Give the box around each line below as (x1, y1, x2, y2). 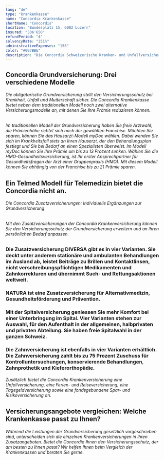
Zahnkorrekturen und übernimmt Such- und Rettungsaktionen (5, 270, 156, 277)
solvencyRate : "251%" (5, 39, 50, 44)
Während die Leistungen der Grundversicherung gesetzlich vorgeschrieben (5, 428, 157, 434)
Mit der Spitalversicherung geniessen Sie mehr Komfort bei (5, 309, 149, 316)
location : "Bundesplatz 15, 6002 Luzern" (5, 25, 91, 30)
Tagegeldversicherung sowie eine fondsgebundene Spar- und (5, 387, 130, 393)
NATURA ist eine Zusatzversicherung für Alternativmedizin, (5, 290, 150, 297)
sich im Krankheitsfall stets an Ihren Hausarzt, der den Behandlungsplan (5, 138, 151, 144)
